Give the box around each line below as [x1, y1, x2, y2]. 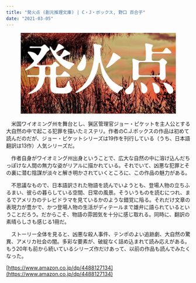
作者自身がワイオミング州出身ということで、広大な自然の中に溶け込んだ [11, 155, 185, 162]
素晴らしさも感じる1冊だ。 [6, 218, 70, 225]
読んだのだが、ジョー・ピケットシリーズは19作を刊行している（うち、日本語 [6, 135, 190, 142]
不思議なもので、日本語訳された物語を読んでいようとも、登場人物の [11, 182, 175, 189]
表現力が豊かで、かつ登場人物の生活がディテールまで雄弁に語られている [6, 203, 180, 210]
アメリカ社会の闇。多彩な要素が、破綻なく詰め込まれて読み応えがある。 [16, 238, 190, 245]
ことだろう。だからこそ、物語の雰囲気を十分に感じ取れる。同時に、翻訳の [11, 211, 190, 218]
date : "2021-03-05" [6, 15, 54, 22]
